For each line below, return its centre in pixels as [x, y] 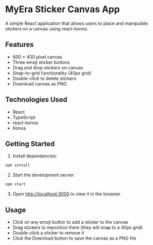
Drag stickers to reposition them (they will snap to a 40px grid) [78, 227]
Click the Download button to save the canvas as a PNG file [74, 238]
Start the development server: [44, 175]
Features [19, 45]
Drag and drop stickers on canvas [48, 67]
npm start [16, 184]
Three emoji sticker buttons [41, 62]
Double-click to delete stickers [44, 78]
